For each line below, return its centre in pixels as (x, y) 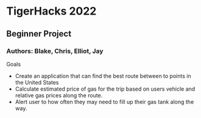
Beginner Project (39, 34)
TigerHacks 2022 (51, 11)
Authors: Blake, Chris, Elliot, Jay (55, 51)
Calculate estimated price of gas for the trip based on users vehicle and (105, 89)
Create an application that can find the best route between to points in (103, 76)
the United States (37, 82)
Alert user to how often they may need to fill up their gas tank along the (104, 102)
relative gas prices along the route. (59, 95)
